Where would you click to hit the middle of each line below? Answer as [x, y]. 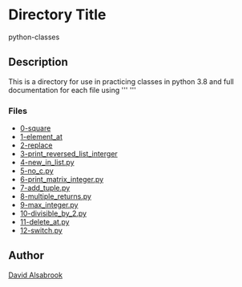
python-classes [34, 37]
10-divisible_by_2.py [53, 213]
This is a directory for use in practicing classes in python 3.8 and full [121, 81]
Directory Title [57, 15]
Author [26, 255]
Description [38, 62]
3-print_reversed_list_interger [69, 154]
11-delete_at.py [44, 222]
